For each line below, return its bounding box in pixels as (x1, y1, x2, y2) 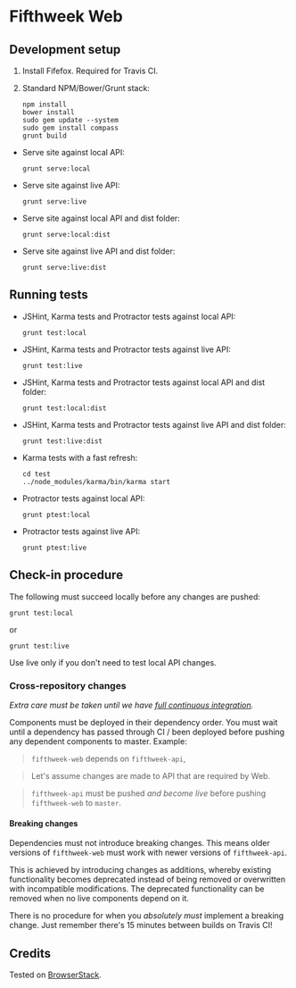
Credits (9, 945, 52, 961)
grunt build (21, 131, 67, 140)
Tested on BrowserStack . (9, 969, 103, 980)
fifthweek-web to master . (30, 797, 122, 808)
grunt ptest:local (21, 510, 91, 519)
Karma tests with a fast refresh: (21, 452, 138, 463)
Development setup (9, 42, 121, 57)
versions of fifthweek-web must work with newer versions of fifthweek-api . (9, 847, 288, 858)
